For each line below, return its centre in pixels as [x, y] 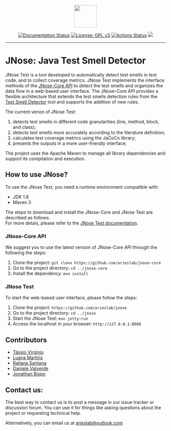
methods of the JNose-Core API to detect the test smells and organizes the [84, 85]
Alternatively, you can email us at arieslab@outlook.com [64, 423]
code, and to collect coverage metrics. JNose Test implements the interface [85, 80]
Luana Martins [28, 358]
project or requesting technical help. [43, 413]
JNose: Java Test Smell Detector [76, 61]
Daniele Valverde [30, 369]
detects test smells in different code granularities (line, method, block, [86, 121]
